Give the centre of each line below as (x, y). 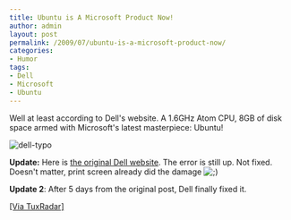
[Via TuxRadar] (37, 206)
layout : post (34, 34)
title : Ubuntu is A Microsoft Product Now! (92, 17)
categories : (31, 51)
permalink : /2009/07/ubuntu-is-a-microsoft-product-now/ (118, 42)
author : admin (36, 26)
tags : (19, 68)
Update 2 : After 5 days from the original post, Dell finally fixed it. (128, 189)
